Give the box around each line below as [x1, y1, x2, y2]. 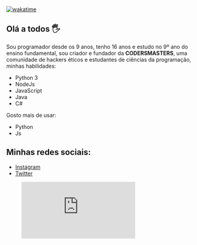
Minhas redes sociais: [6, 147, 91, 157]
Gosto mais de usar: [6, 111, 56, 119]
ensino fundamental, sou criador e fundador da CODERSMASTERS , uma [6, 49, 188, 57]
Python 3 [15, 74, 38, 81]
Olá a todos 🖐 [6, 24, 61, 34]
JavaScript [15, 87, 42, 94]
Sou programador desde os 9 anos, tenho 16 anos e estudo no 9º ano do [6, 43, 189, 50]
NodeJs [15, 80, 35, 88]
